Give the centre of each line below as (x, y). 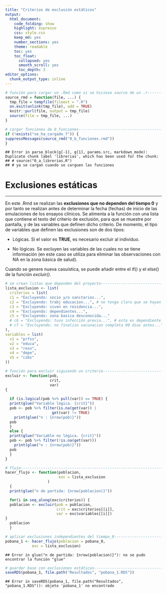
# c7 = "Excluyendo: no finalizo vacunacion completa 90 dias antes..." (86, 325)
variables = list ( (24, 334)
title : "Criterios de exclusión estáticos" (51, 10)
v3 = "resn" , (23, 348)
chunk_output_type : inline (38, 79)
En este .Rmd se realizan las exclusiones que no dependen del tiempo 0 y (82, 203)
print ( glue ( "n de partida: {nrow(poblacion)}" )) (61, 491)
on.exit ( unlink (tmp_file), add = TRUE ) (51, 107)
